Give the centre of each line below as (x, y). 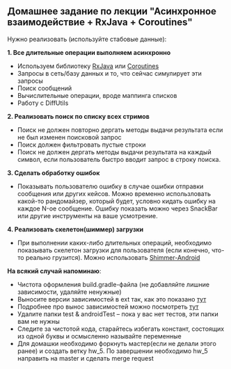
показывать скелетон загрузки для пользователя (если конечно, (113, 250)
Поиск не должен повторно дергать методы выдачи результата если (120, 130)
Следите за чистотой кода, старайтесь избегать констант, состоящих (121, 329)
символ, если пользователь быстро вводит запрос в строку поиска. (119, 159)
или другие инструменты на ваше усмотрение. (87, 215)
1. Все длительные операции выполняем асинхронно (89, 52)
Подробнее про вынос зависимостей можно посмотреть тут (108, 306)
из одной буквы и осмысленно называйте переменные (99, 336)
